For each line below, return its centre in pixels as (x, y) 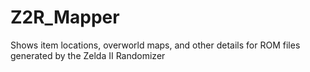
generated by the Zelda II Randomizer (88, 55)
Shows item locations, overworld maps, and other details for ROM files (155, 45)
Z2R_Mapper (65, 17)
